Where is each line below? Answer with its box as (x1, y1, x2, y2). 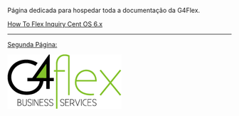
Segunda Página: (7, 41, 58, 48)
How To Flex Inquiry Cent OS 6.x (7, 20, 103, 28)
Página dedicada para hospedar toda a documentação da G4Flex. (7, 6, 201, 14)
